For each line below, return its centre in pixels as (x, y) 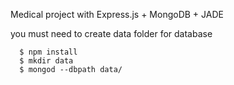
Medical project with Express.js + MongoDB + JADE (117, 14)
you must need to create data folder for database (111, 33)
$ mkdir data (46, 61)
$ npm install (48, 52)
